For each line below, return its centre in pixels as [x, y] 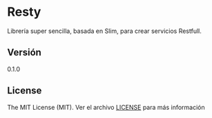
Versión [24, 52]
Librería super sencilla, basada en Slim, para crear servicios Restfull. [104, 31]
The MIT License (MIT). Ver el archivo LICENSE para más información [106, 107]
